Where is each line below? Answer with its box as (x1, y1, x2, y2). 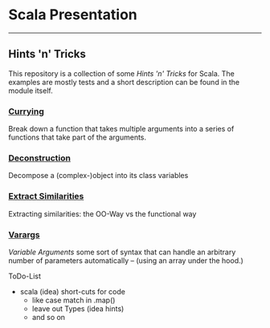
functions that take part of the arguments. (8, 132, 147, 142)
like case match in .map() (31, 295, 116, 305)
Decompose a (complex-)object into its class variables (8, 171, 189, 180)
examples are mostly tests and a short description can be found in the (8, 77, 240, 87)
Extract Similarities (8, 191, 84, 202)
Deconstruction (8, 152, 71, 164)
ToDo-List (8, 271, 42, 281)
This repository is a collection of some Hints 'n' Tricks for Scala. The (8, 68, 235, 78)
